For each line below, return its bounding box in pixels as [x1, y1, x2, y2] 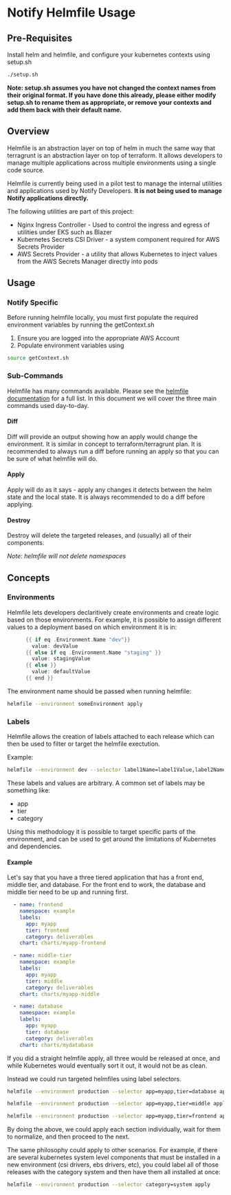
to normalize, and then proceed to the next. [7, 1132, 130, 1141]
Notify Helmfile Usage [7, 5, 136, 21]
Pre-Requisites [7, 32, 73, 44]
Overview [7, 125, 50, 137]
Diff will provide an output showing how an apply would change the [7, 432, 198, 440]
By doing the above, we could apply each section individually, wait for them [7, 1125, 221, 1134]
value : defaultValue [32, 668, 91, 675]
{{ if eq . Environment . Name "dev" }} [25, 636, 131, 643]
